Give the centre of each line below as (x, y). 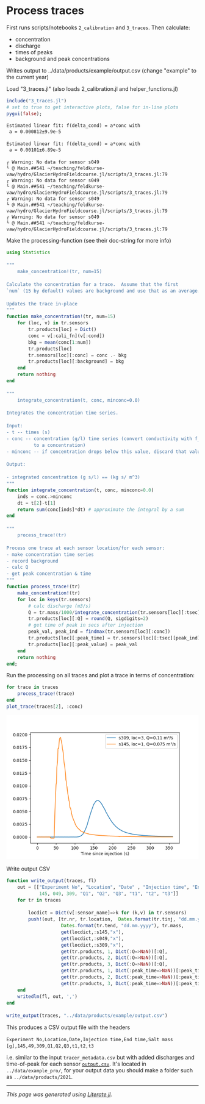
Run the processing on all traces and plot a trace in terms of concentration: (101, 675)
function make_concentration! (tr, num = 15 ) (61, 317)
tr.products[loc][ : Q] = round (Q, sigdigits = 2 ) (88, 619)
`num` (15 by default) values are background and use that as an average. (103, 291)
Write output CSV (28, 869)
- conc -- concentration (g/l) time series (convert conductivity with (99, 439)
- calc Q (17, 568)
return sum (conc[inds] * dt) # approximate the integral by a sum (101, 510)
